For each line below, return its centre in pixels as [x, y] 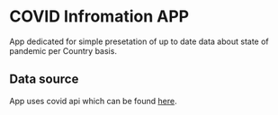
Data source [44, 80]
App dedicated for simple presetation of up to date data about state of [139, 41]
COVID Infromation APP [99, 17]
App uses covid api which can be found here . [93, 101]
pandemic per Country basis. [63, 50]
